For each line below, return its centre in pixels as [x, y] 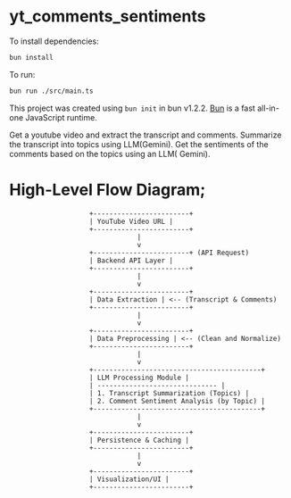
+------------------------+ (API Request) [169, 253]
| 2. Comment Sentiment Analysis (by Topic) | [177, 401]
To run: [22, 74]
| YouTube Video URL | [131, 221]
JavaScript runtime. [62, 117]
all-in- [268, 108]
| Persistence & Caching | [139, 440]
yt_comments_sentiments [108, 17]
